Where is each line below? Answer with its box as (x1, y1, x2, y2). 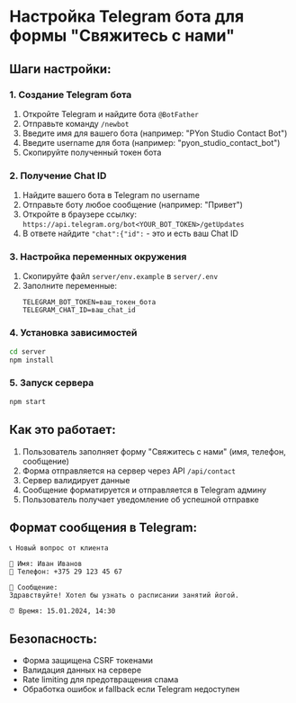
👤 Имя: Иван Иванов (9, 560, 83, 569)
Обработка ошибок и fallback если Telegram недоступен (22, 684, 240, 695)
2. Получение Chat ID (9, 169, 107, 182)
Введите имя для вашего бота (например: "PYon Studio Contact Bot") (22, 128, 288, 139)
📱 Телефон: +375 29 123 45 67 (9, 567, 123, 577)
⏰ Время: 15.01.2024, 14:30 (9, 607, 116, 616)
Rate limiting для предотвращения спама (22, 674, 179, 685)
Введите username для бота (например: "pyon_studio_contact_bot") (22, 137, 281, 148)
